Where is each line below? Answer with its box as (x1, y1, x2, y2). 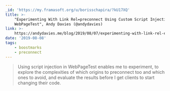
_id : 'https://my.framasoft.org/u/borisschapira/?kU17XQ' (5, 7, 130, 13)
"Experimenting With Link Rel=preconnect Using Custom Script (14, 17, 148, 22)
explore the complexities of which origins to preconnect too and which (17, 69, 165, 75)
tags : (5, 40, 17, 45)
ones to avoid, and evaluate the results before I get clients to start (17, 74, 155, 80)
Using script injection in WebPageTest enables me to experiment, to (17, 64, 159, 70)
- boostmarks (14, 45, 42, 50)
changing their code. (17, 79, 61, 86)
